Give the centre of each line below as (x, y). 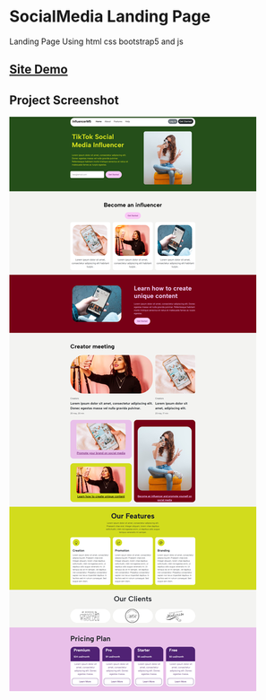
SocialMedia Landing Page (110, 17)
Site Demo (39, 70)
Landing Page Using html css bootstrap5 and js (96, 41)
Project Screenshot (64, 100)
